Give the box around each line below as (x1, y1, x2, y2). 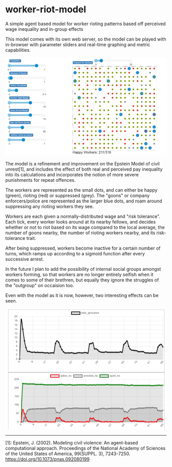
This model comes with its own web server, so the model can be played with (5, 36, 166, 42)
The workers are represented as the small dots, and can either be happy (5, 187, 158, 193)
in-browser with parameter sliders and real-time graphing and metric (5, 41, 150, 47)
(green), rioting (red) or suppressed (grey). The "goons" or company (5, 193, 150, 199)
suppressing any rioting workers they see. (5, 203, 94, 210)
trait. (26, 235, 36, 241)
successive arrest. (5, 256, 45, 263)
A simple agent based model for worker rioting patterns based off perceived (5, 21, 166, 27)
